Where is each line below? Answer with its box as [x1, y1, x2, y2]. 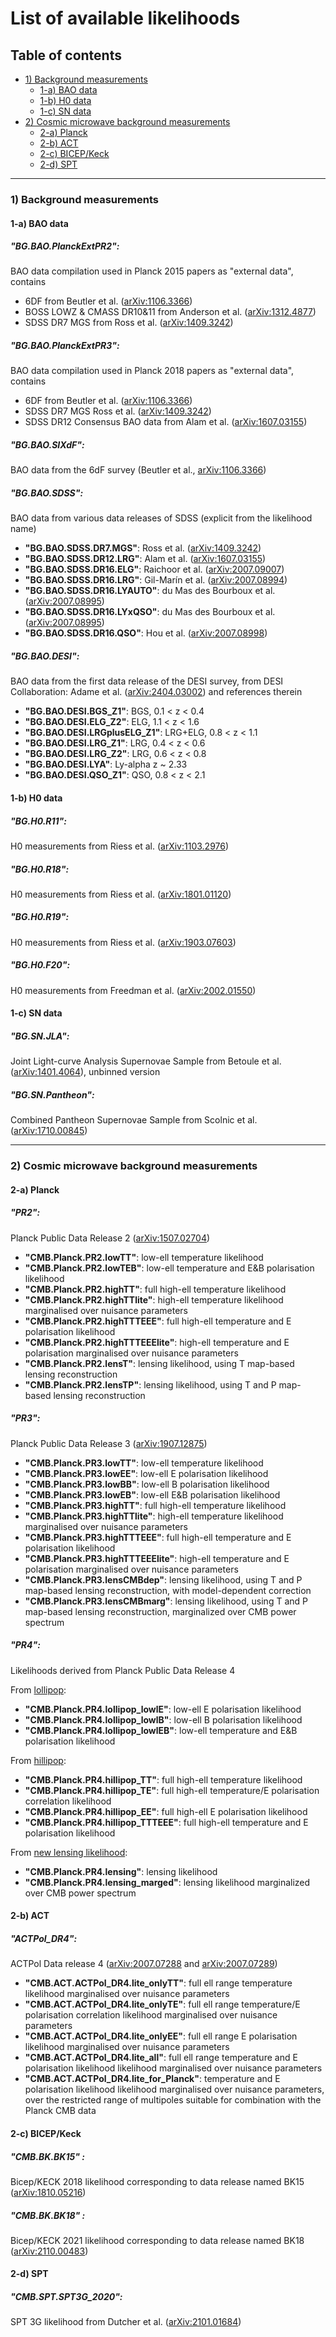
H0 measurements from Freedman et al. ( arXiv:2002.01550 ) [10, 984, 257, 996]
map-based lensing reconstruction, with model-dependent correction [24, 1584, 312, 1596]
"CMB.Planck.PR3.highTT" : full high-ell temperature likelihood [24, 1499, 287, 1511]
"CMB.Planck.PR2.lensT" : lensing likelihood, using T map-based [24, 1357, 295, 1369]
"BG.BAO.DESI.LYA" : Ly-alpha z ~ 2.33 [24, 758, 188, 771]
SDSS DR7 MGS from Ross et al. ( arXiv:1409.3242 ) [24, 317, 234, 329]
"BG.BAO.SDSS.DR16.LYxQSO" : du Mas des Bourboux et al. [24, 606, 276, 618]
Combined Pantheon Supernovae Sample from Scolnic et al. [10, 1114, 258, 1126]
